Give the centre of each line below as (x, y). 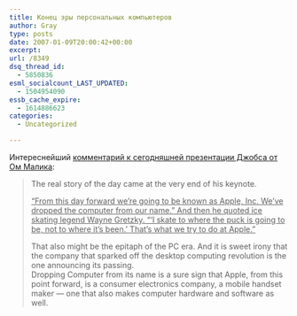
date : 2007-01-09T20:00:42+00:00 (71, 42)
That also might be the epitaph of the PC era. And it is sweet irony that (159, 246)
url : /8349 (29, 58)
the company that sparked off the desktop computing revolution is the (159, 256)
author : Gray (33, 26)
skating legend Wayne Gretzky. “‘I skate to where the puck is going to (158, 220)
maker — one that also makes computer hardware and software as (152, 293)
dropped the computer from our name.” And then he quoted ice (147, 210)
